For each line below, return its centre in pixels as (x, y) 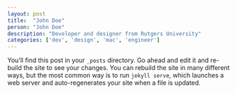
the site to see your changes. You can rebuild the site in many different (127, 68)
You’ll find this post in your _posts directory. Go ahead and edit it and (108, 60)
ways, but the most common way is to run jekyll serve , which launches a (116, 76)
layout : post (27, 14)
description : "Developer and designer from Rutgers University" (104, 34)
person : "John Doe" (36, 27)
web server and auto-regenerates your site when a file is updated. (104, 83)
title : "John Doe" (36, 20)
